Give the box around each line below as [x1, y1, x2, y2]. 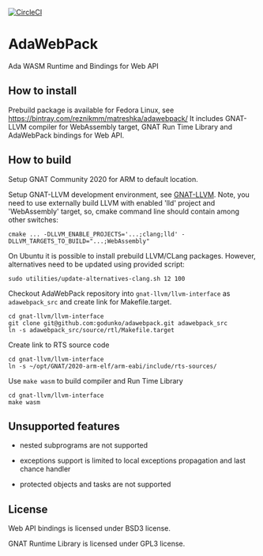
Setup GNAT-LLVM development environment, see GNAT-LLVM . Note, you [8, 190, 250, 199]
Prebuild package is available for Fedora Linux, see [8, 105, 175, 115]
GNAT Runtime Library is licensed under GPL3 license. [8, 539, 186, 549]
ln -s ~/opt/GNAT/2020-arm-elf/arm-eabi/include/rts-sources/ [8, 362, 217, 370]
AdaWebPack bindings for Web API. [8, 130, 125, 140]
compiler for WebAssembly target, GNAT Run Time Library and [28, 122, 233, 131]
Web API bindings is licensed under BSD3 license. [8, 524, 171, 533]
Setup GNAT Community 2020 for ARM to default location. [8, 174, 199, 183]
